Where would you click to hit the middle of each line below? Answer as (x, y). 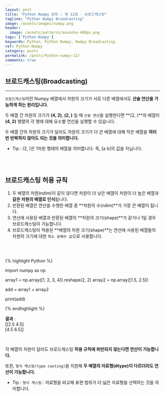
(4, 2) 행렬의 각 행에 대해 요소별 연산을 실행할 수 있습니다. (60, 122)
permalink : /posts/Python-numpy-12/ (42, 55)
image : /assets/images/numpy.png (39, 23)
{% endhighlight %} (25, 308)
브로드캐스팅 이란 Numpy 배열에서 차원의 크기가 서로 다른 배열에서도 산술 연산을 (79, 99)
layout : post (18, 10)
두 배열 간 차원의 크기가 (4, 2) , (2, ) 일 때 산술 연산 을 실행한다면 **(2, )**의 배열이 (82, 115)
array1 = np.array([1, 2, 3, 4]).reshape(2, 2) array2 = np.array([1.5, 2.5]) (77, 280)
